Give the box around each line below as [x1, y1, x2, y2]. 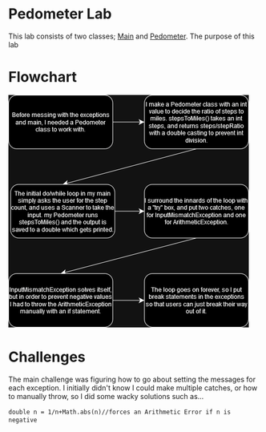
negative [8, 416, 38, 424]
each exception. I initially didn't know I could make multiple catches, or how [8, 382, 258, 393]
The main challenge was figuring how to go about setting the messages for [8, 374, 256, 384]
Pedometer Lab [8, 5, 112, 23]
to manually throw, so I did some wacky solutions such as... [8, 391, 204, 401]
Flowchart [8, 68, 78, 87]
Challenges [8, 348, 86, 366]
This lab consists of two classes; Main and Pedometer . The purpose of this [8, 31, 255, 41]
